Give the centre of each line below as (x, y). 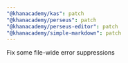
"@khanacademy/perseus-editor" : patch (62, 26)
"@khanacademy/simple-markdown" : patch (64, 33)
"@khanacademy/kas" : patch (45, 13)
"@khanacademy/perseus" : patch (52, 20)
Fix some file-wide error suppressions (61, 53)
